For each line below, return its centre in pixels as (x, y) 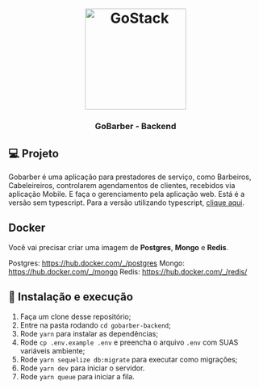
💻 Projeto (33, 153)
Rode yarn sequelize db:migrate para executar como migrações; (129, 359)
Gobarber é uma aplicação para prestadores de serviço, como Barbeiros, (130, 177)
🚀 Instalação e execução (71, 297)
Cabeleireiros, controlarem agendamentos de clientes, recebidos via (122, 185)
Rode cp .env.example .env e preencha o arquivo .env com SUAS (129, 342)
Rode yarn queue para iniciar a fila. (77, 376)
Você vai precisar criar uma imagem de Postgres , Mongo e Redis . (118, 247)
